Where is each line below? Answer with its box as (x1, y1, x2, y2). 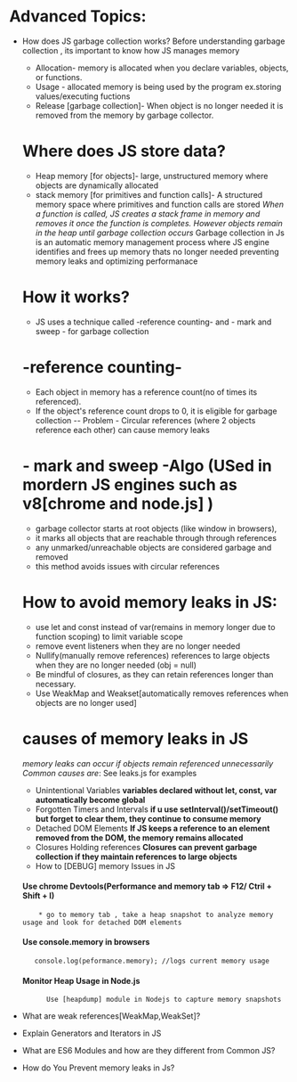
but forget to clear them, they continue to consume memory (35, 813, 262, 824)
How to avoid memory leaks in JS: (21, 592, 278, 612)
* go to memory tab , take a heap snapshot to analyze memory (38, 910, 274, 919)
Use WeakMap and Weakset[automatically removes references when (35, 688, 289, 699)
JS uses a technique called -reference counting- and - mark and (35, 316, 272, 327)
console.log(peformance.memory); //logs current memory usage (34, 956, 269, 965)
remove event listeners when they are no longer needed (35, 640, 241, 652)
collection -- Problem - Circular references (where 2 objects (35, 414, 256, 425)
